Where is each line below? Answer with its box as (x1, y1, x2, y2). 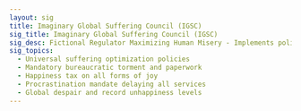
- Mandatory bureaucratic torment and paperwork (17, 64, 202, 73)
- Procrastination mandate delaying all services (17, 80, 206, 89)
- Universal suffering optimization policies (17, 55, 191, 64)
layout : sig (9, 13, 54, 22)
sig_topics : (9, 47, 54, 55)
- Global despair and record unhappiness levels (17, 88, 202, 97)
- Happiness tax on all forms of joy (17, 72, 159, 81)
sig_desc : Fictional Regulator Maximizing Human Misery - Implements (9, 38, 275, 47)
